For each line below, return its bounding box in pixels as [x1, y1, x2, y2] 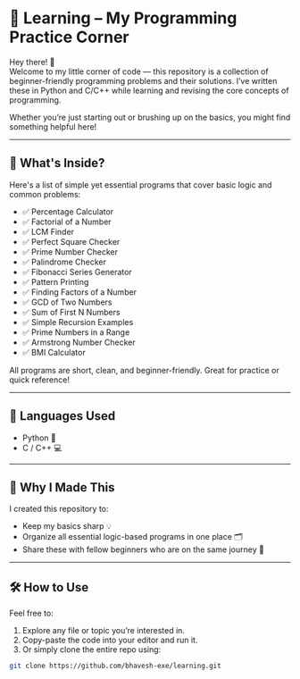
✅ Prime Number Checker [21, 246, 119, 257]
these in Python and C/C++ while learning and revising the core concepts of [9, 85, 289, 96]
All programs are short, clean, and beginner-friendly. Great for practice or [9, 365, 279, 375]
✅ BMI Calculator [21, 347, 87, 357]
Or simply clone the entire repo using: [21, 644, 162, 655]
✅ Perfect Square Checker [21, 236, 121, 247]
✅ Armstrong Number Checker [21, 337, 136, 348]
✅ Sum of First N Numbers [21, 306, 121, 317]
